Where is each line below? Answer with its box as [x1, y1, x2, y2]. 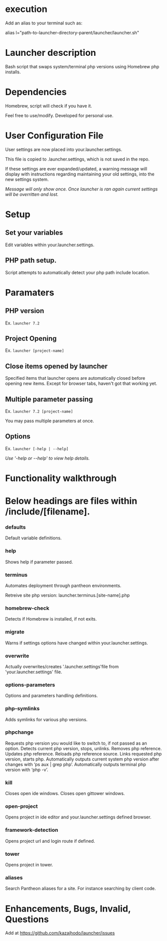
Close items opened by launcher [5, 362, 108, 370]
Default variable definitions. [5, 535, 62, 541]
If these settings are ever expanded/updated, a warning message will [5, 165, 148, 171]
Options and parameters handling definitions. [5, 693, 98, 699]
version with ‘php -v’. [5, 767, 48, 773]
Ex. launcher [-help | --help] [5, 445, 69, 452]
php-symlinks [5, 705, 40, 712]
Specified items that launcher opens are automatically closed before [5, 375, 146, 381]
